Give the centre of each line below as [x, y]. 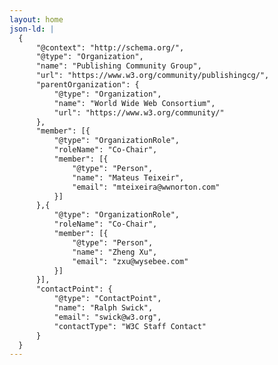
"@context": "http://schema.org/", [110, 47]
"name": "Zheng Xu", [115, 252]
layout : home [36, 19]
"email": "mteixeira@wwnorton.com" [146, 187]
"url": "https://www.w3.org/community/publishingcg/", [152, 76]
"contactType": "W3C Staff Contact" [130, 326]
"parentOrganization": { [87, 85]
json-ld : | [32, 29]
